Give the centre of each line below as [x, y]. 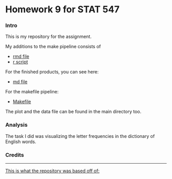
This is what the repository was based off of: [52, 171]
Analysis [17, 125]
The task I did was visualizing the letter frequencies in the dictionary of [80, 136]
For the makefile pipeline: [32, 92]
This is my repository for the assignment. [49, 36]
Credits [15, 155]
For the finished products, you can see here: [52, 72]
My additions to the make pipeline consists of [53, 47]
